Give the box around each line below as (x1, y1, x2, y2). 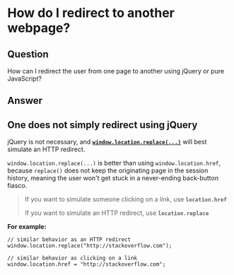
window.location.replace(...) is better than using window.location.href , (7, 159, 221, 168)
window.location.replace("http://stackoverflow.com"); (7, 242, 172, 250)
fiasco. (7, 182, 28, 190)
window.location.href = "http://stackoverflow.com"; (7, 261, 166, 268)
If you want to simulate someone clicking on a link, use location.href (24, 195, 228, 204)
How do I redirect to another (7, 5, 175, 21)
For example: (7, 223, 47, 231)
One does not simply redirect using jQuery (7, 119, 198, 131)
